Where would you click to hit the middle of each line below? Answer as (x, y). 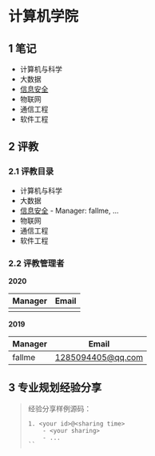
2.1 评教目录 (31, 171)
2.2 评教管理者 (36, 263)
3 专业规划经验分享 (55, 388)
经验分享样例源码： (60, 408)
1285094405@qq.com (99, 357)
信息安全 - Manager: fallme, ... (69, 210)
